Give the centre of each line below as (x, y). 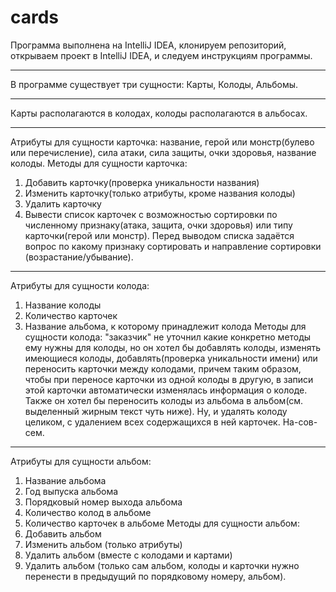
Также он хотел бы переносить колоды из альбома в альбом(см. (164, 400)
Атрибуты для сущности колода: (80, 285)
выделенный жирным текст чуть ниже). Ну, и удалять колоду (156, 411)
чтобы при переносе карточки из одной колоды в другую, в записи (169, 379)
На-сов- (300, 422)
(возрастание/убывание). (79, 257)
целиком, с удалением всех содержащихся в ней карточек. (152, 422)
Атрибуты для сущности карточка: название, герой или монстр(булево (162, 142)
